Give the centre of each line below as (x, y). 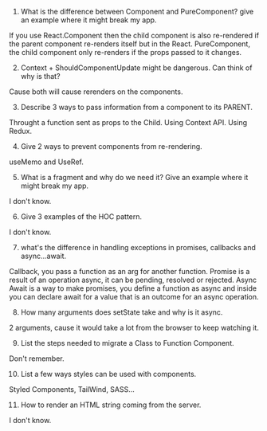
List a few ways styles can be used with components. (108, 374)
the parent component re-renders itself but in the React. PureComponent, (130, 44)
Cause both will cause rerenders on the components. (96, 92)
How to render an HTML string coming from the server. (111, 405)
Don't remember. (37, 359)
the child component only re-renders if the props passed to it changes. (126, 52)
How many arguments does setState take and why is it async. (122, 312)
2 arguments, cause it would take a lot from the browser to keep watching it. (134, 327)
